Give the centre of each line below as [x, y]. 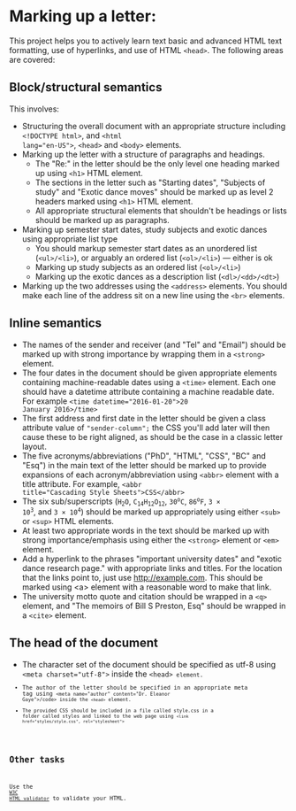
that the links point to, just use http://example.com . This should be [142, 577]
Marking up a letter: [83, 16]
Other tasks [37, 760]
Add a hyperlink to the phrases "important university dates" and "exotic [152, 559]
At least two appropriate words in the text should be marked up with [145, 530]
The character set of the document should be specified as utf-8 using [149, 664]
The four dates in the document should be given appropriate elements [149, 373]
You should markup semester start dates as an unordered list [146, 248]
